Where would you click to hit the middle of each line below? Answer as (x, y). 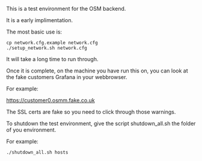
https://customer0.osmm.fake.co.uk (50, 100)
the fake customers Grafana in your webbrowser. (67, 77)
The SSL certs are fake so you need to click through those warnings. (91, 112)
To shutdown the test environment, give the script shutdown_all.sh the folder (101, 123)
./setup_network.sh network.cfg (47, 48)
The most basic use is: (34, 32)
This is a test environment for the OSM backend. (66, 9)
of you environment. (31, 130)
